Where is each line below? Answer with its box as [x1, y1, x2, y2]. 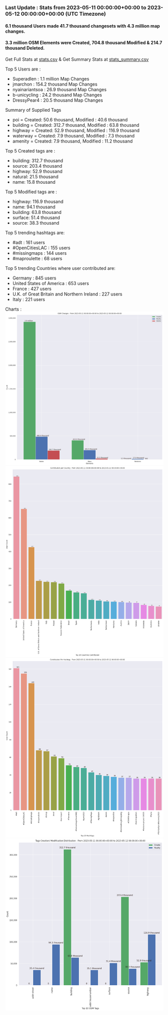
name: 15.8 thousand [12, 179, 56, 185]
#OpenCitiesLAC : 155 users [12, 245, 71, 251]
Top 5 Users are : [5, 66, 41, 72]
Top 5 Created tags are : [5, 148, 56, 154]
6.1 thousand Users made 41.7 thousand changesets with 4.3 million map [5, 23, 160, 29]
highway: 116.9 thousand [12, 198, 64, 204]
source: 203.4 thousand [12, 163, 63, 169]
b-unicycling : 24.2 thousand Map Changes [12, 92, 102, 98]
